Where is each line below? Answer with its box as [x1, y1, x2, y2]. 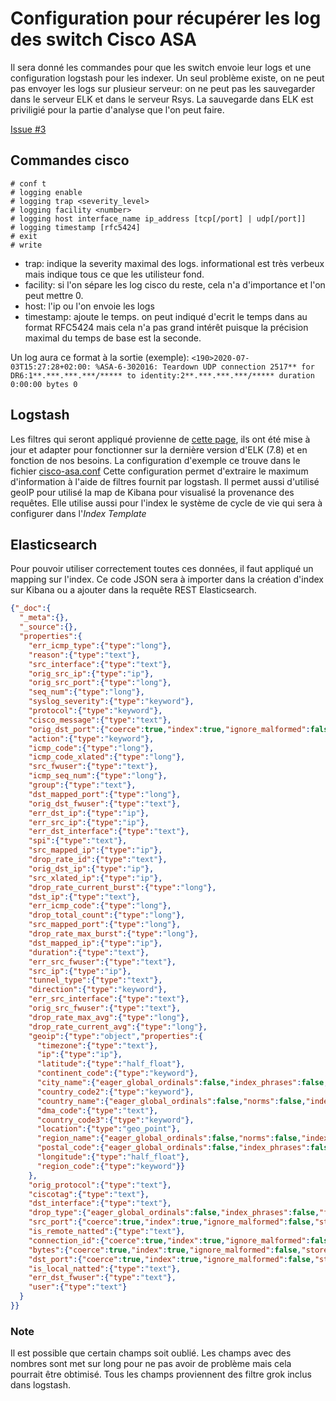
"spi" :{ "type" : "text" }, [28, 836, 128, 846]
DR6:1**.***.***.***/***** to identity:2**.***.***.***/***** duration [10, 370, 315, 381]
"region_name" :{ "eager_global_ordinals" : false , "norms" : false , [36, 1133, 302, 1144]
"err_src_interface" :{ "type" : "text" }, [28, 994, 190, 1004]
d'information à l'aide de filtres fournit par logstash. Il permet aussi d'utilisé [10, 475, 320, 487]
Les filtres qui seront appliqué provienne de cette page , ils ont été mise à [10, 433, 311, 445]
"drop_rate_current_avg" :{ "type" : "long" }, [28, 1022, 208, 1032]
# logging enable [10, 187, 83, 197]
